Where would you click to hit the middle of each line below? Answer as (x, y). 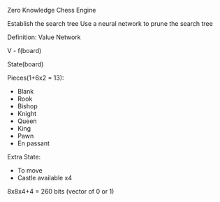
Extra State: (24, 157)
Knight (27, 114)
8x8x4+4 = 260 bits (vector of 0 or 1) (61, 191)
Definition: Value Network (44, 37)
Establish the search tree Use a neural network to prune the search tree (110, 23)
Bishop (27, 106)
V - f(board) (24, 51)
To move (30, 170)
